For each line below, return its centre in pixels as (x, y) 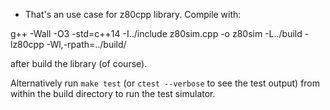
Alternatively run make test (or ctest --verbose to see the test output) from (165, 83)
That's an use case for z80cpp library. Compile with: (133, 14)
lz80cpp (27, 44)
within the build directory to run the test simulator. (113, 93)
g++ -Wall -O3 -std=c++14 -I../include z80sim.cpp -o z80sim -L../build (156, 33)
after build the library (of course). (79, 63)
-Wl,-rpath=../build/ (86, 44)
